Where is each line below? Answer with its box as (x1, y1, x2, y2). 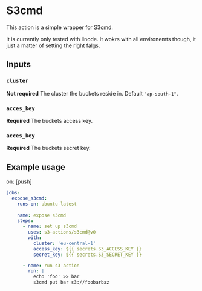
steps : (17, 218, 34, 224)
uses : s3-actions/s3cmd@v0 (28, 229, 96, 235)
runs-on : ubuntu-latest (17, 201, 77, 207)
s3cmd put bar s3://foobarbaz (33, 280, 110, 286)
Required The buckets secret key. (6, 145, 91, 152)
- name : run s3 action (22, 263, 80, 269)
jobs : (6, 190, 20, 196)
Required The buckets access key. (6, 117, 93, 124)
